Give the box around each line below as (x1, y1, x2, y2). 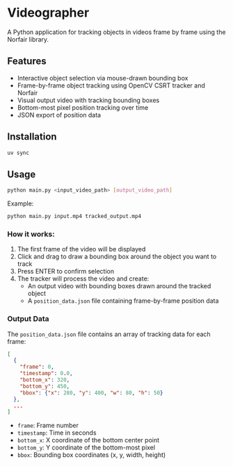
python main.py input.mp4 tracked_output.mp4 (7, 213, 141, 220)
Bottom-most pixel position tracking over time (17, 103, 149, 112)
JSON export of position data (17, 110, 102, 119)
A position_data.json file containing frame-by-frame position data (27, 297, 219, 305)
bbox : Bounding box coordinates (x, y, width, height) (17, 451, 166, 459)
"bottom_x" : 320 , (19, 376, 70, 383)
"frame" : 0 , (19, 363, 54, 371)
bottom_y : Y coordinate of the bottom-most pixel (17, 443, 155, 452)
